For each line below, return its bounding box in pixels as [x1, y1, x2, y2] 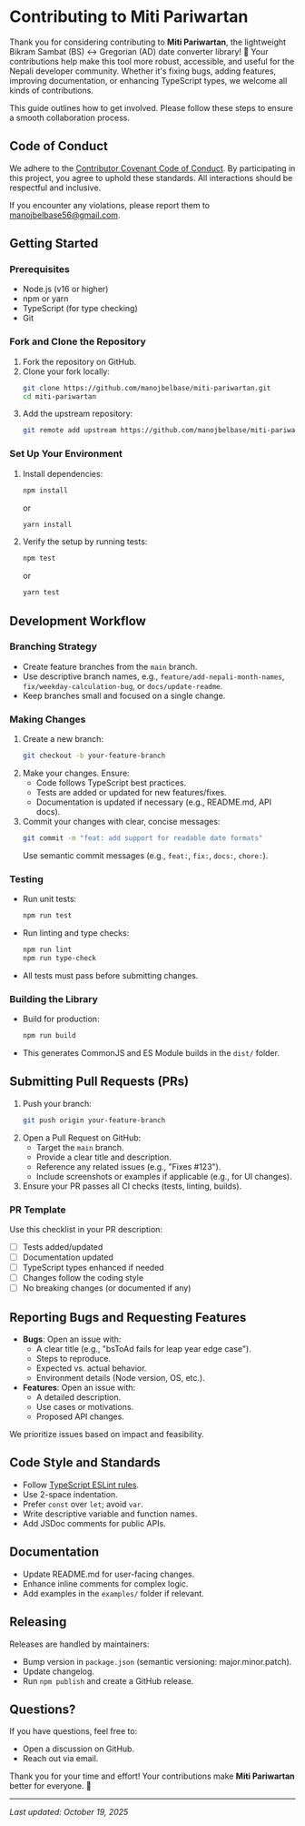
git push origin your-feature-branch [22, 1115, 166, 1125]
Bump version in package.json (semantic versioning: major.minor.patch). [22, 1656, 292, 1667]
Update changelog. [22, 1666, 95, 1677]
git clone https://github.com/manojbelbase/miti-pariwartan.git [22, 383, 271, 392]
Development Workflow [9, 613, 147, 629]
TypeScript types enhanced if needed [22, 1263, 165, 1273]
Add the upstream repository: [22, 408, 133, 420]
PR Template [9, 1203, 66, 1216]
